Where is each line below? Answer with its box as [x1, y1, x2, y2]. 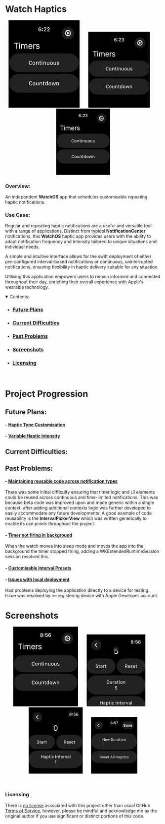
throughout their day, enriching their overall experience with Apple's [5, 279, 144, 285]
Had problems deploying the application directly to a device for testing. [5, 587, 150, 593]
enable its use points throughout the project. [5, 521, 95, 527]
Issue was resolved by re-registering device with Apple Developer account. [5, 593, 159, 599]
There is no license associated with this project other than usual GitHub [5, 802, 151, 808]
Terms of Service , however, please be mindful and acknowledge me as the [5, 808, 157, 814]
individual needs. [5, 244, 40, 250]
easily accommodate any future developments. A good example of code [5, 510, 152, 516]
